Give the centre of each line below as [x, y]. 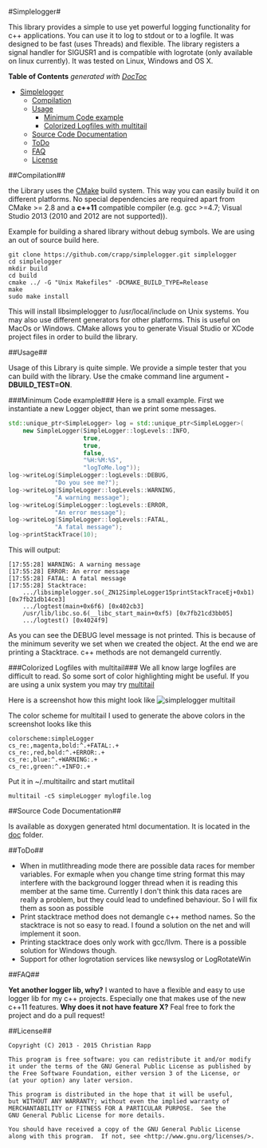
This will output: [35, 550]
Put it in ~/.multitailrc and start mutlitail [72, 781]
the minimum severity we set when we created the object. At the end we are [133, 643]
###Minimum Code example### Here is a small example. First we [116, 400]
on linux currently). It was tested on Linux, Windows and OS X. [111, 61]
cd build [23, 275]
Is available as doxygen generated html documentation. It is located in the [129, 826]
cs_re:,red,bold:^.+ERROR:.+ [57, 753]
